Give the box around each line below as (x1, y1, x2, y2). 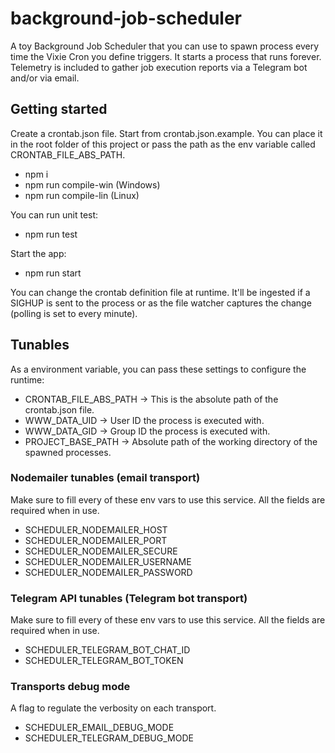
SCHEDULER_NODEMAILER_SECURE (24, 545, 178, 557)
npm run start (24, 267, 82, 279)
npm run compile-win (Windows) (24, 178, 161, 191)
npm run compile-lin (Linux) (24, 189, 140, 201)
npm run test (24, 228, 78, 240)
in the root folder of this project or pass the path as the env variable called (10, 138, 316, 150)
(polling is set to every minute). (10, 307, 138, 319)
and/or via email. (10, 72, 80, 84)
